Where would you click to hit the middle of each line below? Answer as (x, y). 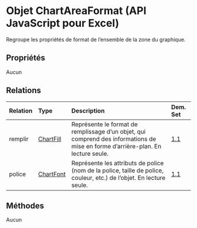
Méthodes (25, 205)
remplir (19, 139)
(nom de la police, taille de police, (118, 170)
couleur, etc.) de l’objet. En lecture (118, 178)
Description (88, 111)
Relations (24, 91)
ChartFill (50, 139)
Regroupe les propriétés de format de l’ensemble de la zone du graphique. (96, 39)
